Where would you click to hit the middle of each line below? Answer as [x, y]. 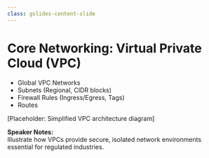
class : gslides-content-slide [52, 14]
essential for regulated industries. [56, 147]
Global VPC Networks [49, 82]
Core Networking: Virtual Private [104, 48]
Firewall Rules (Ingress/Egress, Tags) [71, 97]
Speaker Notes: [31, 132]
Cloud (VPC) [45, 63]
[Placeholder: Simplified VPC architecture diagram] [81, 118]
